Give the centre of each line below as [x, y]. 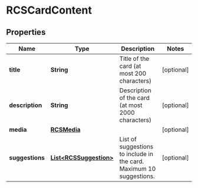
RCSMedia [65, 129]
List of [128, 139]
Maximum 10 [138, 169]
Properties [26, 32]
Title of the [134, 59]
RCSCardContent [49, 10]
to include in [136, 154]
